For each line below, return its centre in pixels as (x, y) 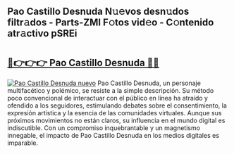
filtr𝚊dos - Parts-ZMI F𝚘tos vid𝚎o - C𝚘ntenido (111, 23)
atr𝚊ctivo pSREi (42, 33)
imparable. (23, 143)
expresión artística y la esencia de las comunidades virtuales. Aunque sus (115, 113)
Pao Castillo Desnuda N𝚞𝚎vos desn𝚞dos (98, 12)
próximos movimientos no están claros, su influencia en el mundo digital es (116, 120)
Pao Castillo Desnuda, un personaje (149, 83)
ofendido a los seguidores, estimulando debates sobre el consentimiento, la (117, 105)
